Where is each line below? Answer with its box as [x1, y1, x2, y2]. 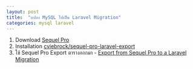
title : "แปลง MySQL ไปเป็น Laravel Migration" [6, 14, 122, 20]
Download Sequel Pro [15, 37, 70, 44]
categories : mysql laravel [6, 20, 74, 26]
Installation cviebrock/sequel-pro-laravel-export [15, 43, 135, 50]
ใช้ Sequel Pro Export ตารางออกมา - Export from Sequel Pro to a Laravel [15, 49, 187, 56]
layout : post [6, 8, 39, 15]
